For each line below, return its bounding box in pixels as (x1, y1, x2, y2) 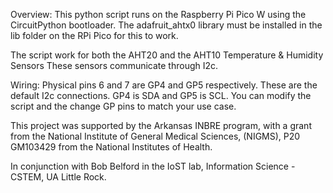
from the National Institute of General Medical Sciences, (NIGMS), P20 (10, 130, 301, 142)
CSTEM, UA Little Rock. (10, 171, 107, 183)
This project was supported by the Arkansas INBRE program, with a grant (10, 120, 312, 131)
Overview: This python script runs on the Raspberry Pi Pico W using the (10, 9, 307, 20)
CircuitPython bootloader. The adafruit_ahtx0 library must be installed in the (10, 19, 323, 31)
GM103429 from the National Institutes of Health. (10, 141, 213, 153)
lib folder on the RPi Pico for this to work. (10, 30, 179, 41)
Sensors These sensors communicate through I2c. (10, 60, 219, 71)
